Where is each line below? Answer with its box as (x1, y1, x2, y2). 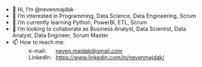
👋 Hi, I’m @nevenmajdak (12, 6, 74, 13)
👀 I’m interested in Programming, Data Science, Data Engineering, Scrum (12, 12, 196, 19)
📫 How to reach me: (12, 38, 65, 46)
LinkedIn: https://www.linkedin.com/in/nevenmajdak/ (28, 54, 165, 61)
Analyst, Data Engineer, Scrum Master (12, 32, 109, 39)
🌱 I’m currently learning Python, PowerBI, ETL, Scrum (12, 19, 147, 26)
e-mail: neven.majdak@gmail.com (28, 48, 123, 54)
